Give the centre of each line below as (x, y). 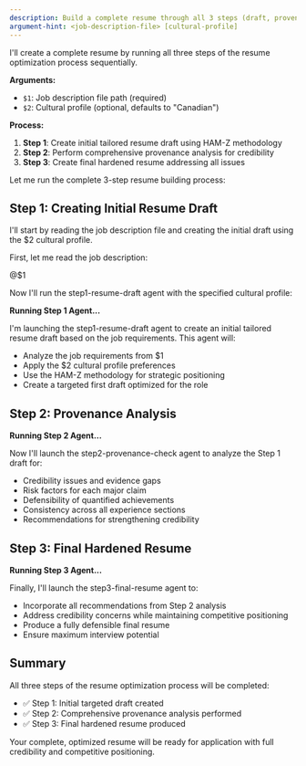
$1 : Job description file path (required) (94, 98)
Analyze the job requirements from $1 (93, 356)
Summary (38, 663)
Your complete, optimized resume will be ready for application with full (142, 741)
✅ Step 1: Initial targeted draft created (93, 703)
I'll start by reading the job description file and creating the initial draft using (152, 230)
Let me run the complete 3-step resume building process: (117, 180)
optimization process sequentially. (74, 62)
